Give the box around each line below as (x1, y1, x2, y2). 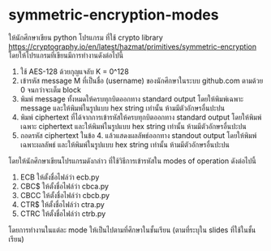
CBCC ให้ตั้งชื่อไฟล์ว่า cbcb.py (19, 190, 110, 200)
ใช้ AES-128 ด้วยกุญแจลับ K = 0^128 (19, 67, 130, 76)
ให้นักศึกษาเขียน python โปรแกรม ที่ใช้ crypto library (8, 32, 164, 42)
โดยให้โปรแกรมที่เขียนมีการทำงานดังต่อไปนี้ (8, 50, 124, 60)
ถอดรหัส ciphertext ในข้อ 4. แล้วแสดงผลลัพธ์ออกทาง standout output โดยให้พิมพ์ (19, 130, 257, 140)
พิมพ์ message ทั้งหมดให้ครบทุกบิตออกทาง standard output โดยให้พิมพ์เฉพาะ (19, 93, 244, 103)
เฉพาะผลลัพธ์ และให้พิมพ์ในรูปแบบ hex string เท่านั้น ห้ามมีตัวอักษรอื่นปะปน (19, 140, 230, 149)
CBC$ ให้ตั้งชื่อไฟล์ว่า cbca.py (19, 181, 110, 191)
